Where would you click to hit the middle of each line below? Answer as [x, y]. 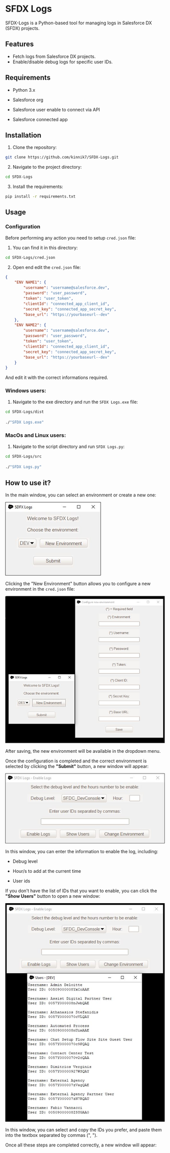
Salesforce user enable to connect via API [56, 109]
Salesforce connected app [40, 119]
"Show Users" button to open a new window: [53, 896]
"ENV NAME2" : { [30, 325]
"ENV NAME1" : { [30, 282]
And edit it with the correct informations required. [57, 377]
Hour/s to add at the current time [47, 871]
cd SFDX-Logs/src [24, 456]
